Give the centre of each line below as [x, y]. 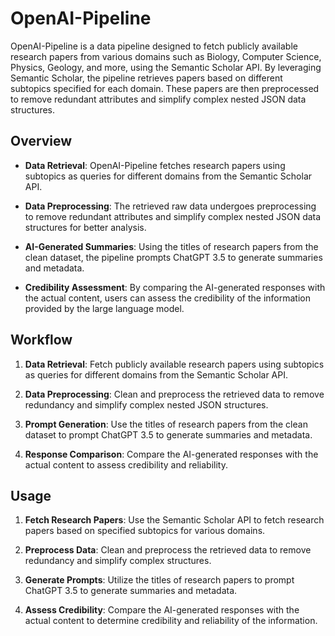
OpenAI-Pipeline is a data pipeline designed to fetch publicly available [154, 46]
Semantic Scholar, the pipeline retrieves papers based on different [146, 78]
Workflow [41, 340]
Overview [41, 141]
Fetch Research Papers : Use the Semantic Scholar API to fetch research [174, 520]
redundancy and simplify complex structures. [118, 561]
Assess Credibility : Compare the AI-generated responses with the [162, 610]
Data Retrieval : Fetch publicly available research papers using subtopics [174, 364]
